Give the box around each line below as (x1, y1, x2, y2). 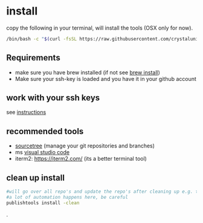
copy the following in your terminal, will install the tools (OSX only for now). (6, 24, 193, 31)
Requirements (6, 53, 60, 63)
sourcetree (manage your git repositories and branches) (14, 142, 155, 149)
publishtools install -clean (6, 199, 80, 206)
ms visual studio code (14, 149, 70, 156)
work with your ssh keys (6, 92, 100, 103)
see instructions (6, 109, 47, 116)
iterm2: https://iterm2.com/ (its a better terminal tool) (14, 155, 147, 163)
